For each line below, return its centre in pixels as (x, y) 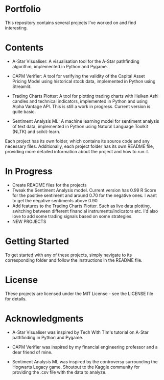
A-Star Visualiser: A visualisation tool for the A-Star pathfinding (76, 61)
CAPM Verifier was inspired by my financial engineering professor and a (85, 347)
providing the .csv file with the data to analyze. (59, 372)
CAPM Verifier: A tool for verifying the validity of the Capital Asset (79, 76)
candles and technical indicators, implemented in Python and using (80, 101)
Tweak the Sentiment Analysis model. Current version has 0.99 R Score (84, 190)
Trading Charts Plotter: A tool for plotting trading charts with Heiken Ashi (85, 96)
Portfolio (23, 9)
